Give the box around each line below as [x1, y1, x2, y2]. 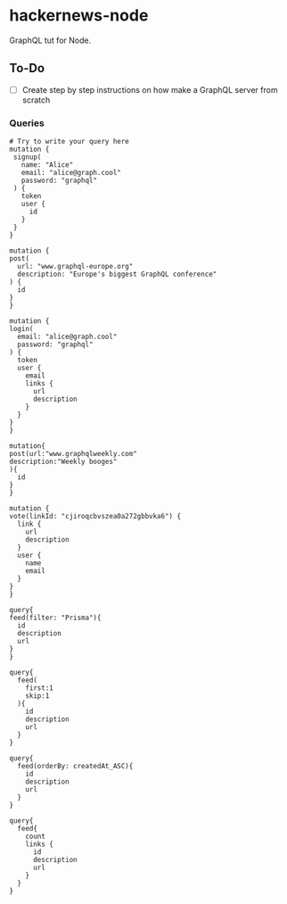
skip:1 [25, 692, 50, 701]
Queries [9, 117, 45, 129]
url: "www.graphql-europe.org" [17, 262, 134, 271]
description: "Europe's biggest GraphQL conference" [17, 270, 217, 279]
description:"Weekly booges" [9, 457, 118, 467]
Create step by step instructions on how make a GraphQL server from [21, 84, 278, 95]
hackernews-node [9, 5, 149, 26]
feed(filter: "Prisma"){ [9, 613, 102, 623]
